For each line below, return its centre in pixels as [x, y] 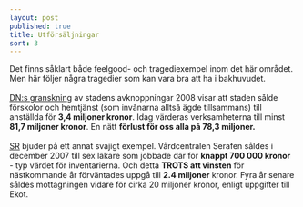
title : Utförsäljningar [55, 34]
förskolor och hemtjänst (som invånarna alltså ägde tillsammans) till [136, 108]
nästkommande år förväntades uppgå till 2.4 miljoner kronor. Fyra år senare [152, 175]
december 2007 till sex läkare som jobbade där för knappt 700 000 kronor [150, 156]
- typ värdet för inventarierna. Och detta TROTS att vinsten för [127, 165]
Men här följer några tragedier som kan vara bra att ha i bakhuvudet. [138, 79]
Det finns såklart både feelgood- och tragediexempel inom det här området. [151, 69]
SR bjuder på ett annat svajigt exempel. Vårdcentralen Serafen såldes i [141, 146]
